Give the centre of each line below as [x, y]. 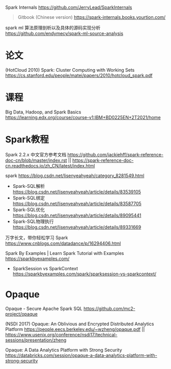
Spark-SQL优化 [28, 209]
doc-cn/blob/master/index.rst [36, 160]
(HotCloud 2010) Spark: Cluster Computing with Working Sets [70, 70]
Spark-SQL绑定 [28, 197]
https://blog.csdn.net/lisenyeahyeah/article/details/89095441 [77, 215]
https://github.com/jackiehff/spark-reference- [116, 154]
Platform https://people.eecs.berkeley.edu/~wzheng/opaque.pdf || [75, 329]
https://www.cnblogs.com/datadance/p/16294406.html [63, 243]
